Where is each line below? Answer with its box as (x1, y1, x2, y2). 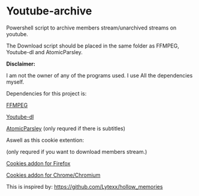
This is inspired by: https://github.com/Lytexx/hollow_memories (6, 183, 163, 190)
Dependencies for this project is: (6, 90, 87, 97)
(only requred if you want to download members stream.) (6, 148, 147, 155)
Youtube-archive (6, 4, 92, 18)
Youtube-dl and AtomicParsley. (6, 48, 83, 55)
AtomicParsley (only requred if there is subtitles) (6, 124, 126, 132)
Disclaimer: (6, 60, 36, 67)
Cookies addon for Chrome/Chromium (6, 171, 101, 179)
